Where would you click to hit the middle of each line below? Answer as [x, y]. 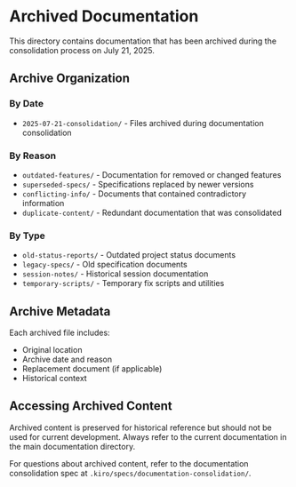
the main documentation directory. [72, 446]
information [43, 203]
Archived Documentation [104, 16]
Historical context [54, 379]
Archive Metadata [60, 311]
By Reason [32, 156]
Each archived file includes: [60, 333]
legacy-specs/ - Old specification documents [105, 265]
